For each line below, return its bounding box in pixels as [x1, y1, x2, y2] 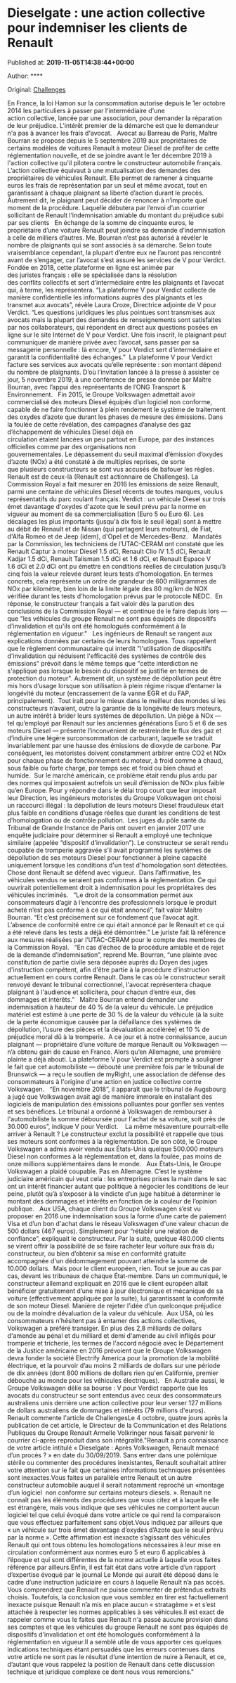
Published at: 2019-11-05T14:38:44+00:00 [7, 58, 135, 66]
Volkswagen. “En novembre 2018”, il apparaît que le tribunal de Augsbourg [7, 1085, 226, 1093]
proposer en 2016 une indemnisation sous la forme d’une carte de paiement [7, 1211, 227, 1220]
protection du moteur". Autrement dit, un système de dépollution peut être [7, 673, 222, 683]
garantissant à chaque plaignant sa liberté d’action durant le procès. [7, 188, 204, 197]
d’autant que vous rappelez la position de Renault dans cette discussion [7, 1660, 216, 1668]
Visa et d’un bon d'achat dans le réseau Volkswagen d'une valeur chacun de [7, 1219, 229, 1227]
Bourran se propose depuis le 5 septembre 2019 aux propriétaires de [7, 136, 207, 145]
